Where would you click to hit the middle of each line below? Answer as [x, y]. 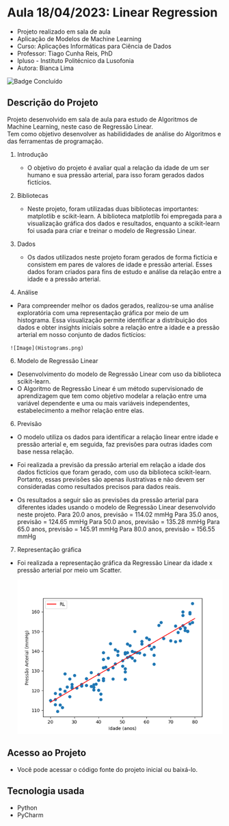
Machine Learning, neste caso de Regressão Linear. [80, 126]
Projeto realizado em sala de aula [64, 32]
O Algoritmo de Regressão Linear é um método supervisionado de [110, 388]
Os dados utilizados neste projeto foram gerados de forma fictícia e [122, 257]
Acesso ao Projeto [47, 753]
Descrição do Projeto [53, 103]
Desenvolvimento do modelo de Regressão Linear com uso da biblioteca [119, 374]
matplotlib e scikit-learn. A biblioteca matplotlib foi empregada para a [124, 216]
